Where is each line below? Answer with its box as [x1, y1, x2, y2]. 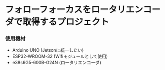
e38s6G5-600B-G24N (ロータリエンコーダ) [12, 60, 101, 66]
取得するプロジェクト [22, 16, 110, 28]
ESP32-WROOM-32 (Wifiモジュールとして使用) [12, 53, 108, 59]
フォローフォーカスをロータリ [5, 4, 126, 15]
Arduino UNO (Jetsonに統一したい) [12, 47, 84, 53]
